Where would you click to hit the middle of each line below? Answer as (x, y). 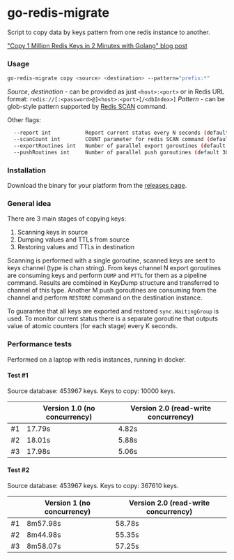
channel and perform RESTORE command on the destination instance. (105, 297)
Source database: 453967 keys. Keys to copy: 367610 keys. (93, 485)
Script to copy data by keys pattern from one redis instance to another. (109, 32)
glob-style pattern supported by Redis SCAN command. (87, 107)
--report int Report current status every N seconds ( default (121, 133)
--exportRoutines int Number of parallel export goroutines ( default (120, 146)
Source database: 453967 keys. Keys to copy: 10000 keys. (92, 391)
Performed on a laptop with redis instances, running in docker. (96, 359)
